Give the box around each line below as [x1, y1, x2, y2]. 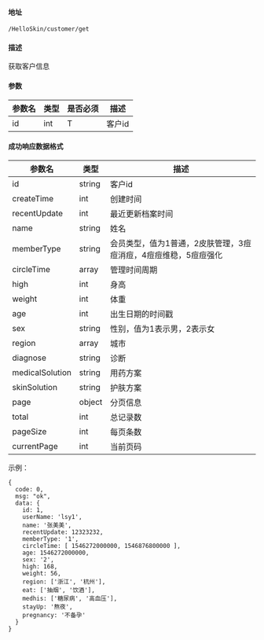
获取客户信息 [8, 61, 49, 71]
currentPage [12, 440, 58, 451]
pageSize [12, 425, 47, 436]
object [79, 396, 103, 407]
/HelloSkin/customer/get [8, 25, 90, 33]
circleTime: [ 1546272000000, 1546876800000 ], [22, 542, 181, 550]
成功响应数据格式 [8, 142, 64, 151]
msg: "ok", [15, 492, 51, 500]
